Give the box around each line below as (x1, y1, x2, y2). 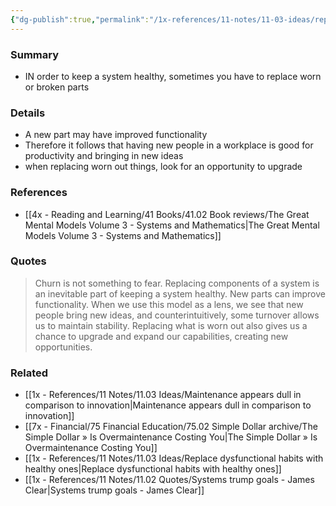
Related (10, 366, 49, 380)
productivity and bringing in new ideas (24, 150, 184, 162)
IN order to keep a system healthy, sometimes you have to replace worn (24, 70, 322, 82)
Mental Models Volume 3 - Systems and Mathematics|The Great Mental (24, 219, 320, 231)
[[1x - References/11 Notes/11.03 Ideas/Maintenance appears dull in (24, 389, 302, 401)
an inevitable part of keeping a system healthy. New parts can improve (34, 287, 326, 300)
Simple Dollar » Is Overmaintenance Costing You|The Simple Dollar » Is (24, 431, 318, 443)
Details (10, 106, 46, 120)
